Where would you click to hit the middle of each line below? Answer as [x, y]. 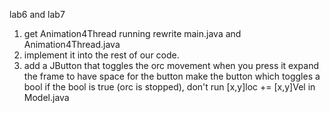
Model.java [46, 97]
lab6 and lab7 [37, 14]
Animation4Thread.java [72, 44]
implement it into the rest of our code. [101, 55]
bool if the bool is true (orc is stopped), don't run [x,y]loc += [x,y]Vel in [169, 87]
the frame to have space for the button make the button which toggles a [172, 76]
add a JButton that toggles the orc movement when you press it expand [171, 65]
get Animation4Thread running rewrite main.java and [132, 33]
